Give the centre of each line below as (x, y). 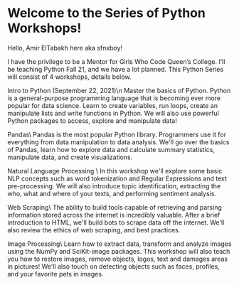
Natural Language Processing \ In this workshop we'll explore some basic (115, 171)
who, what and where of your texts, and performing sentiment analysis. (112, 193)
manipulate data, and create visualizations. (70, 157)
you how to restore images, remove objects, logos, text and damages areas (118, 259)
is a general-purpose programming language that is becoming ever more (114, 98)
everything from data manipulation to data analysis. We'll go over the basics (118, 142)
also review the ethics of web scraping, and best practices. (94, 230)
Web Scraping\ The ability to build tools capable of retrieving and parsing (115, 207)
